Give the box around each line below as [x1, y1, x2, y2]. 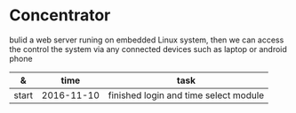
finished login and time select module [108, 89, 265, 102]
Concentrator [9, 5, 111, 26]
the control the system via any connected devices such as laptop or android [9, 43, 287, 54]
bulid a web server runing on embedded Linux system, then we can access [9, 34, 284, 45]
